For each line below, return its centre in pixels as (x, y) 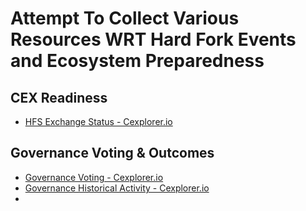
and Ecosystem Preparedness (137, 61)
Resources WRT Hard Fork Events (153, 39)
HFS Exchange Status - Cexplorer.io (98, 121)
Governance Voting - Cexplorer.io (94, 177)
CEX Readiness (59, 97)
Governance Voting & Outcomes (112, 153)
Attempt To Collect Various (125, 18)
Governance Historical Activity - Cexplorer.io (117, 188)
